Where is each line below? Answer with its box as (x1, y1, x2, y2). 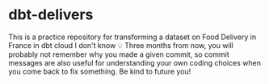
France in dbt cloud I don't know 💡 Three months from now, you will (8, 40, 234, 50)
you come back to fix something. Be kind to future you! (8, 66, 191, 76)
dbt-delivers (8, 6, 94, 24)
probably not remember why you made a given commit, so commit (8, 50, 229, 59)
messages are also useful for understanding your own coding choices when (8, 58, 261, 67)
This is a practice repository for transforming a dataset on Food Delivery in (8, 32, 257, 42)
